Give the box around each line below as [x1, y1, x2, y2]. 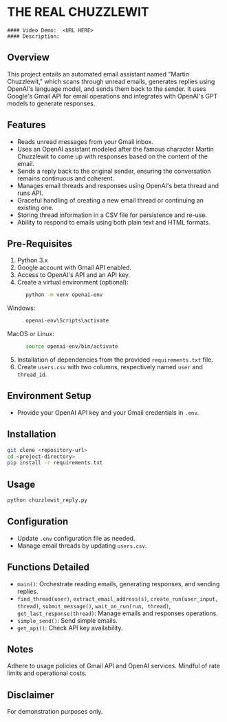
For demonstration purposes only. [7, 708, 103, 716]
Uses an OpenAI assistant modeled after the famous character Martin [17, 145, 215, 153]
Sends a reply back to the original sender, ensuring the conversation [17, 167, 211, 175]
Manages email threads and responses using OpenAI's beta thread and [17, 181, 219, 189]
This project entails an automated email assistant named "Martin [7, 70, 190, 78]
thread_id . [17, 370, 47, 378]
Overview [7, 52, 50, 63]
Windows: [7, 304, 36, 312]
